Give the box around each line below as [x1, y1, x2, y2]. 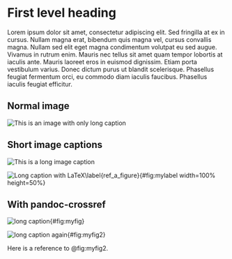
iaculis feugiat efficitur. [7, 80, 73, 88]
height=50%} [7, 178, 46, 186]
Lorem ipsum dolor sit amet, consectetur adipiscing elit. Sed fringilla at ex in [7, 28, 225, 36]
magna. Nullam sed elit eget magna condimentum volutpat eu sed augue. [7, 43, 217, 51]
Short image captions [7, 139, 103, 151]
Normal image [7, 100, 70, 112]
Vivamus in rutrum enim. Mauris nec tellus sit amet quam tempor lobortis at [7, 50, 223, 59]
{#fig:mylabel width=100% [139, 171, 216, 179]
